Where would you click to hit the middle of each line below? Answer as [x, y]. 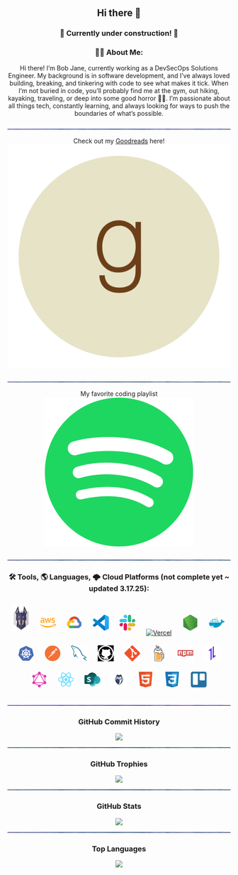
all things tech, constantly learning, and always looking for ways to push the [119, 106]
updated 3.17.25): [119, 589]
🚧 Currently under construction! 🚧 [119, 33]
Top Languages [119, 849]
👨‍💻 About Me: [119, 53]
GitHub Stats [119, 806]
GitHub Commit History [119, 721]
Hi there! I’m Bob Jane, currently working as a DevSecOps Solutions [119, 68]
